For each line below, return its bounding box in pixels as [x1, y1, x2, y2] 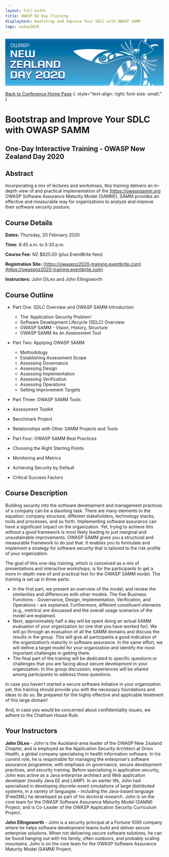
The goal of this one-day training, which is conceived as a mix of [5, 560, 140, 566]
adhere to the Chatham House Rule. [5, 712, 79, 718]
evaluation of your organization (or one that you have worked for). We [12, 623, 157, 629]
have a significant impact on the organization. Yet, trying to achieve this [5, 523, 153, 530]
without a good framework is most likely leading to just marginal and [5, 529, 147, 535]
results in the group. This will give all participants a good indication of [12, 634, 157, 640]
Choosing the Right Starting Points [12, 445, 84, 451]
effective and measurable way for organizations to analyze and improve [5, 199, 154, 205]
